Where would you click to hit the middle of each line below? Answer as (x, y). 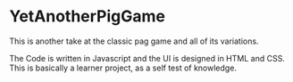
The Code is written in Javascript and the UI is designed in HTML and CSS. (147, 58)
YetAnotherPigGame (88, 16)
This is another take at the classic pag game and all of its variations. (134, 41)
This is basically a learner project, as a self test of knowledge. (123, 68)
